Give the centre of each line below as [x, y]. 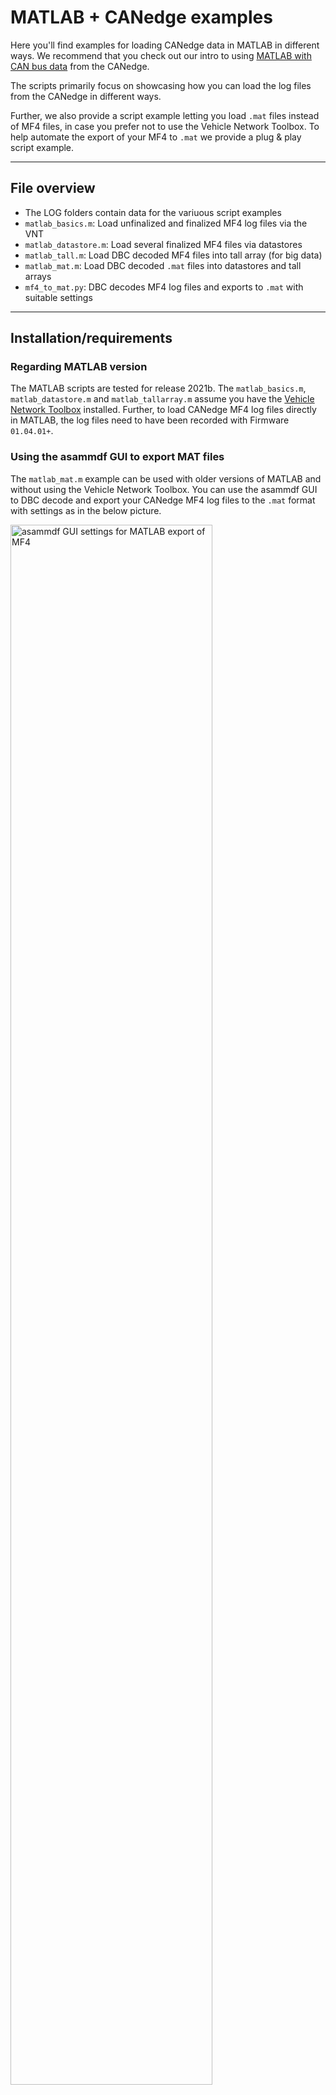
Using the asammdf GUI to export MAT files [117, 457]
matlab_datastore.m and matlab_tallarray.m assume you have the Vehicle [162, 399]
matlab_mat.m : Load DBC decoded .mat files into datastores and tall [163, 265]
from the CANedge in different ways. [86, 96]
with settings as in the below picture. [86, 510]
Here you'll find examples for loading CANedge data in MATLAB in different [165, 45]
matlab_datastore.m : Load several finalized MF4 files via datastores [163, 244]
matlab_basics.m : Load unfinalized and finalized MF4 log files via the [166, 223]
